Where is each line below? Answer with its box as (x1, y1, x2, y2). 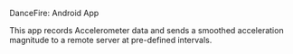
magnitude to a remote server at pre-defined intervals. (9, 35, 213, 45)
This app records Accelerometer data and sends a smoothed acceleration (9, 25, 284, 35)
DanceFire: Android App (9, 8, 99, 18)
